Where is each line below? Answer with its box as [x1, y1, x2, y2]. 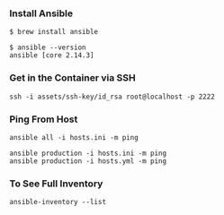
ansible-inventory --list [9, 198, 106, 207]
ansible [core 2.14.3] [9, 51, 94, 60]
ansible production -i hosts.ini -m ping [9, 149, 167, 158]
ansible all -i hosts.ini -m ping [9, 133, 139, 142]
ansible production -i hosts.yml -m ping [9, 156, 167, 166]
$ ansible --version [9, 43, 87, 52]
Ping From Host [9, 113, 78, 125]
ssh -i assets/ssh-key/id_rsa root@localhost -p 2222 [9, 92, 216, 101]
